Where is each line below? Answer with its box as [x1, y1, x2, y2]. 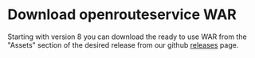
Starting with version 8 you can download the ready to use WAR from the [7, 32, 248, 41]
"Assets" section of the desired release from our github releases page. [7, 40, 239, 49]
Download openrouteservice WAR [7, 6, 237, 24]
